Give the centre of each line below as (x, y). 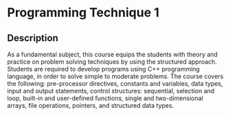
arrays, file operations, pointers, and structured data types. (91, 105)
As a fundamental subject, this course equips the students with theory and (113, 54)
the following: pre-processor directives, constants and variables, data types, (115, 83)
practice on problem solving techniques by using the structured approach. (112, 62)
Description (33, 38)
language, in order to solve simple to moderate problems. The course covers (115, 76)
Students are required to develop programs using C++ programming (104, 69)
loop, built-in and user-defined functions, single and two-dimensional (105, 98)
